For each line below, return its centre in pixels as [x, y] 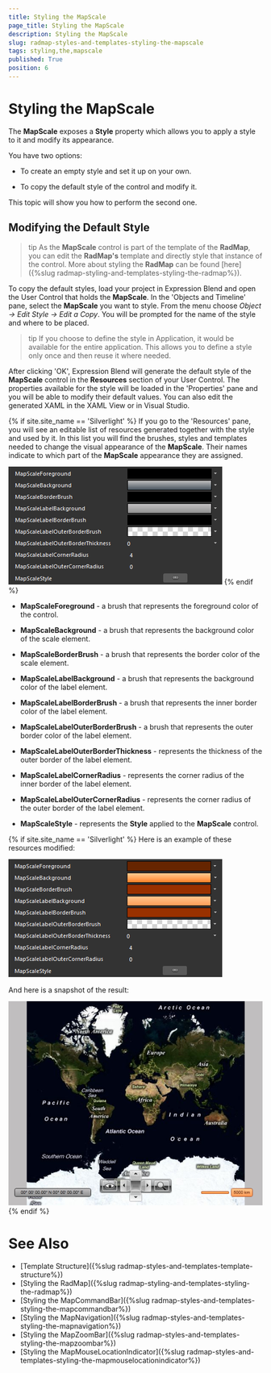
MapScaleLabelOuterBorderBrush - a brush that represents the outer [137, 726]
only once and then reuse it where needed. [100, 356]
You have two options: [46, 155]
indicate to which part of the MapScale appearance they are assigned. [126, 455]
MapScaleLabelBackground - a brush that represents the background [137, 678]
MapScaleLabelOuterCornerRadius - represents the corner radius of [135, 799]
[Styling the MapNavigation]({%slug [80, 1317]
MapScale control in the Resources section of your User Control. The [124, 380]
